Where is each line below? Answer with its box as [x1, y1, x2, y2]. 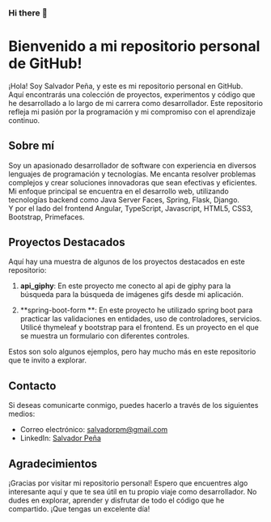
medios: [8, 409, 36, 419]
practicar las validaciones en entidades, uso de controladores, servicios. [19, 314, 262, 324]
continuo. [8, 115, 40, 125]
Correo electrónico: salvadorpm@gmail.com [19, 425, 168, 435]
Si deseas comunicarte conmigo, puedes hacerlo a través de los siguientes [8, 401, 259, 410]
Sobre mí [8, 139, 55, 153]
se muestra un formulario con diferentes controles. [19, 331, 190, 341]
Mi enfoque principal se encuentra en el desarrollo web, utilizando [8, 186, 229, 196]
